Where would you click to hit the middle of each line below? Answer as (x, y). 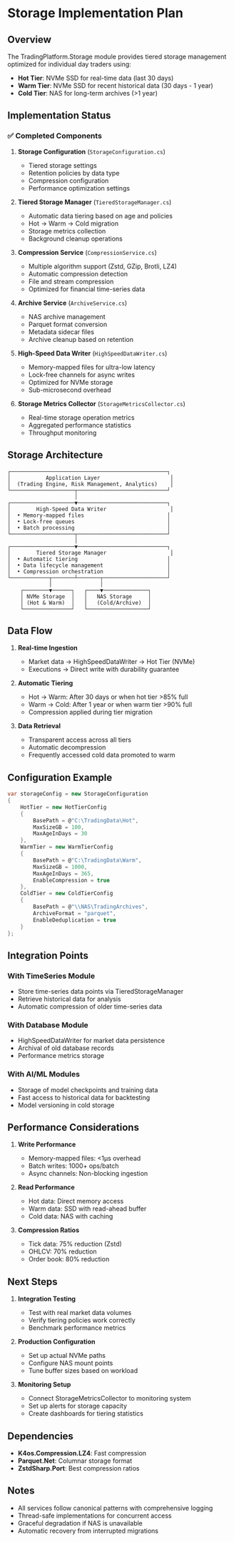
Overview (30, 40)
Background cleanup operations (75, 238)
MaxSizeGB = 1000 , (60, 867)
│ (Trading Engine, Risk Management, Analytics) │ (91, 484)
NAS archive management (67, 316)
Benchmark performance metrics (77, 1328)
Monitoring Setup (44, 1385)
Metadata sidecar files (61, 332)
